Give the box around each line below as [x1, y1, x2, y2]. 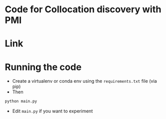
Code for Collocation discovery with [5, 4, 162, 15]
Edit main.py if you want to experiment [12, 108, 93, 114]
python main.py [5, 99, 37, 104]
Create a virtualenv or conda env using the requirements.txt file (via [12, 78, 157, 84]
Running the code [5, 61, 82, 73]
